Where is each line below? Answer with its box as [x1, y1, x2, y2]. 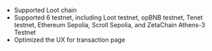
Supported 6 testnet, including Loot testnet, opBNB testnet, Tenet [13, 13, 203, 22]
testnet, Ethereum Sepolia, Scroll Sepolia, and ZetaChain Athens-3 [13, 21, 206, 29]
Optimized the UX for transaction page [13, 36, 126, 44]
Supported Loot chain [13, 6, 77, 14]
